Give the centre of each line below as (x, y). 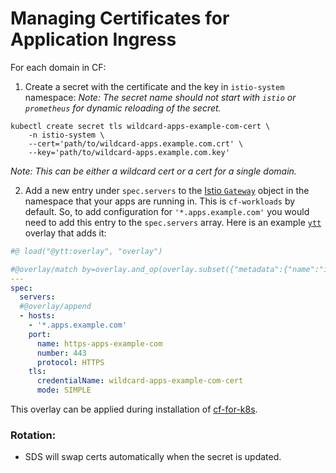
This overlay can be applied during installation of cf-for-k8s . (134, 409)
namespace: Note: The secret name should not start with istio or (160, 97)
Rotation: (33, 435)
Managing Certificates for (120, 18)
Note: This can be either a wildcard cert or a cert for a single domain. (153, 171)
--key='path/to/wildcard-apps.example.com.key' (129, 152)
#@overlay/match (44, 269)
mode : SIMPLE (64, 390)
